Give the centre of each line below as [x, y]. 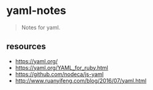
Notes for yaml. [41, 27]
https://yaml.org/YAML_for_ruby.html [62, 67]
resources [26, 47]
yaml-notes [36, 11]
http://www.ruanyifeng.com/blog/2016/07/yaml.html [81, 80]
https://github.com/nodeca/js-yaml [59, 74]
